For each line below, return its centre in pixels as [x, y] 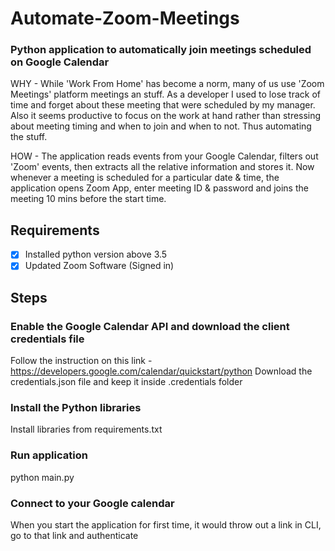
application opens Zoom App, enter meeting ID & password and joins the [159, 188]
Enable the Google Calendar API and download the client [150, 326]
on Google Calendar [60, 62]
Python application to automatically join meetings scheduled [161, 50]
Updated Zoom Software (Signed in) [99, 266]
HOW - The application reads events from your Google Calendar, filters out [164, 156]
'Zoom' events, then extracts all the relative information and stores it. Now [162, 167]
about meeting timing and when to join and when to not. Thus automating [161, 126]
